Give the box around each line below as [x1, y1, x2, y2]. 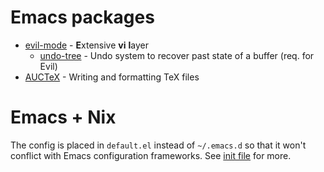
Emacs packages [10, 6, 155, 29]
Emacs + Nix [10, 106, 117, 129]
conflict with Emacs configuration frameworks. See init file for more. [10, 149, 292, 161]
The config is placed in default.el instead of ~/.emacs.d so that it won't [10, 139, 307, 151]
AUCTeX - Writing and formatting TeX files [24, 71, 200, 83]
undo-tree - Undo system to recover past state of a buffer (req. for [39, 49, 315, 61]
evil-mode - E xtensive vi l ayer [24, 39, 149, 51]
